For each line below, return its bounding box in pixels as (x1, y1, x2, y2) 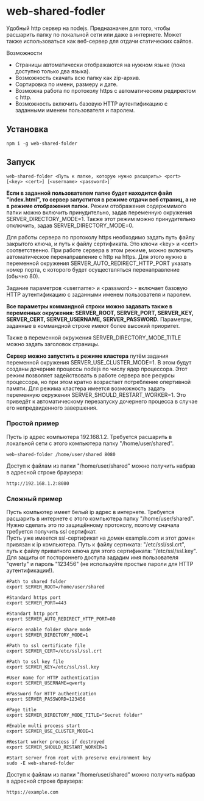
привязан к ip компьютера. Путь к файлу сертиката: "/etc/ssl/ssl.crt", (6, 541, 186, 548)
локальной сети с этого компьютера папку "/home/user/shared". (6, 440, 174, 447)
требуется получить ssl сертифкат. (6, 528, 97, 535)
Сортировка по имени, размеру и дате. (15, 81, 118, 88)
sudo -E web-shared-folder (6, 760, 75, 767)
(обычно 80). (6, 272, 40, 280)
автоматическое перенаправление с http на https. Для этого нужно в (6, 253, 188, 260)
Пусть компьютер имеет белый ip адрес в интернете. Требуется (6, 509, 175, 516)
